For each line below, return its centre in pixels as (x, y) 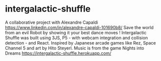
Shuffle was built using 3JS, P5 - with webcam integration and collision (76, 38)
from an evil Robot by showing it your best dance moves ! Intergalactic (76, 32)
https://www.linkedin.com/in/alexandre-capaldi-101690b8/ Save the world (79, 27)
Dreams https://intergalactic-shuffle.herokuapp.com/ (58, 53)
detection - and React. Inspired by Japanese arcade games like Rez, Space (80, 43)
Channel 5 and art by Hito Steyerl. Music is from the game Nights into (75, 48)
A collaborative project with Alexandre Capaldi (52, 22)
